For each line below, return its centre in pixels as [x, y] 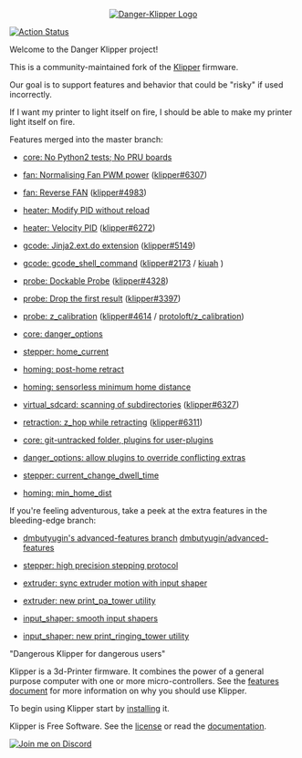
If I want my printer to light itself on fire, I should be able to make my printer [151, 112]
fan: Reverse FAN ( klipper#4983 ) [85, 192]
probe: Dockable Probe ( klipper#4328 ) [95, 281]
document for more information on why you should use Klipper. [128, 691]
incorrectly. [31, 94]
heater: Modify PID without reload [86, 210]
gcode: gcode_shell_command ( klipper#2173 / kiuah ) [123, 263]
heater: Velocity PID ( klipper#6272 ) [89, 228]
